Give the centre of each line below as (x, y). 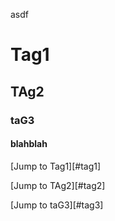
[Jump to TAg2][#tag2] (58, 185)
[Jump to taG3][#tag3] (57, 205)
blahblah (29, 144)
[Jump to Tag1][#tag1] (56, 166)
